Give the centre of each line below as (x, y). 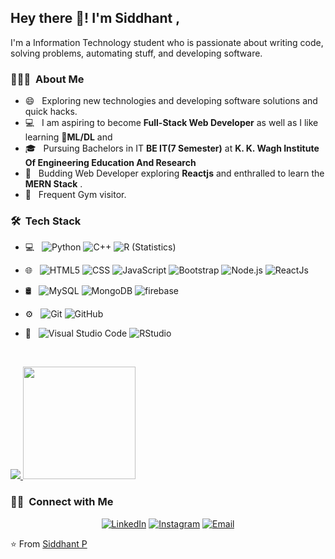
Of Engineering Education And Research (110, 163)
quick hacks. (51, 112)
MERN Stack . (53, 184)
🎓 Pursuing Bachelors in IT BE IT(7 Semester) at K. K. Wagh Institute (172, 148)
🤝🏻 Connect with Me (62, 502)
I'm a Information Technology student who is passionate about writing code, (167, 42)
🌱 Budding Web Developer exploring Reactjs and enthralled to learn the (174, 173)
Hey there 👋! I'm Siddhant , (95, 18)
